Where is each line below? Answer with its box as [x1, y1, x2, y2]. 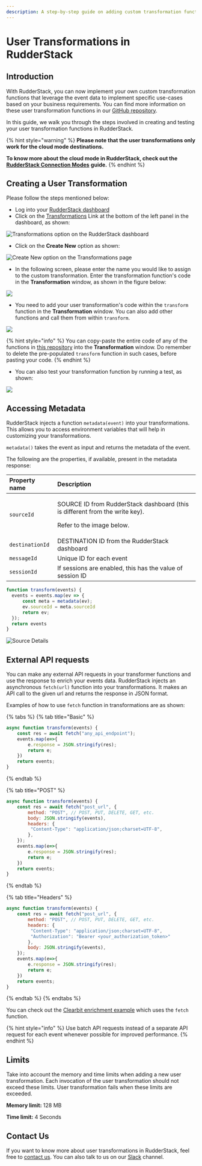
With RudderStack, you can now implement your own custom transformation [6, 87, 195, 95]
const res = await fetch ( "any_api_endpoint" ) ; [17, 730, 136, 736]
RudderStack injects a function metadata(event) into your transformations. [6, 420, 190, 427]
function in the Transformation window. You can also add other [14, 308, 173, 315]
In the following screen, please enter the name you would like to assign [14, 266, 191, 273]
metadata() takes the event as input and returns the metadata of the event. [6, 444, 191, 451]
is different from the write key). [57, 508, 144, 516]
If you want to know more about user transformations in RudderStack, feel [6, 1147, 190, 1155]
